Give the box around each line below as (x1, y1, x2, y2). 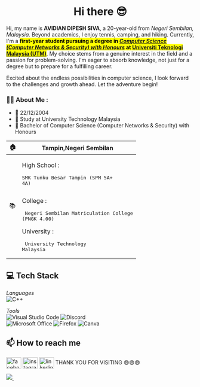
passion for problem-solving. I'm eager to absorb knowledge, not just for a (6, 56, 190, 63)
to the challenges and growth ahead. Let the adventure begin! (6, 80, 158, 88)
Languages (6, 290, 35, 297)
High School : (21, 161, 60, 169)
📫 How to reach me (6, 338, 81, 348)
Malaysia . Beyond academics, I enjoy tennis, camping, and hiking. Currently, (6, 31, 195, 38)
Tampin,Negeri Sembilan (41, 144, 113, 152)
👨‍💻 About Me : (6, 95, 49, 103)
